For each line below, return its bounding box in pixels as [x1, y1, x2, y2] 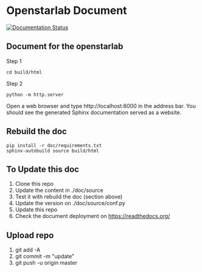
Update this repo [15, 206, 58, 213]
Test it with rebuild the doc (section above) [15, 193, 123, 200]
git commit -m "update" [15, 253, 75, 260]
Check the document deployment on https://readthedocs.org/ [15, 212, 170, 220]
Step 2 [6, 80, 23, 87]
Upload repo [6, 230, 54, 240]
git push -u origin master [15, 259, 78, 267]
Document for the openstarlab [6, 41, 124, 52]
